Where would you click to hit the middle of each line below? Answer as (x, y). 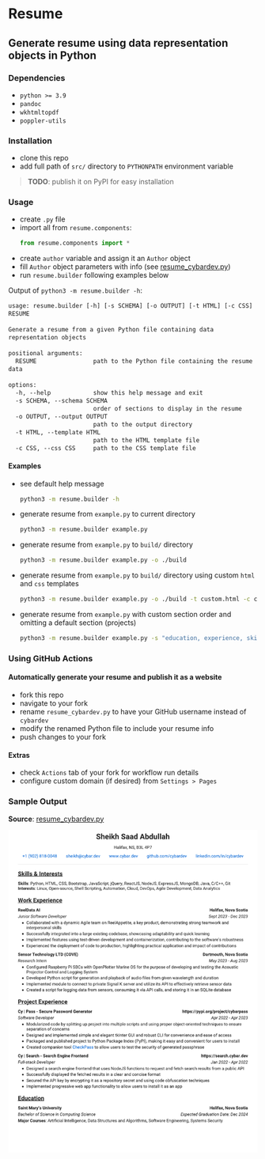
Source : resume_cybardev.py (56, 819)
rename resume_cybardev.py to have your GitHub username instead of (133, 712)
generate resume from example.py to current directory (108, 514)
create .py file (42, 219)
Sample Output (38, 801)
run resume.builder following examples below (94, 275)
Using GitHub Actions (51, 658)
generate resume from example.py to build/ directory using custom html (137, 575)
